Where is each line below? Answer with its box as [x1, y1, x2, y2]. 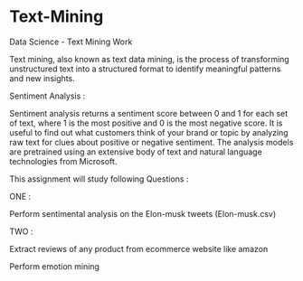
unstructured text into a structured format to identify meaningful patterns [9, 63, 281, 74]
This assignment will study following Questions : [9, 173, 189, 184]
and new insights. [9, 72, 75, 83]
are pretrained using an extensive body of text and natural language [9, 146, 262, 157]
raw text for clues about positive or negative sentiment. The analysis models [9, 136, 294, 147]
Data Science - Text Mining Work [9, 36, 133, 47]
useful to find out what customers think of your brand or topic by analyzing [9, 126, 289, 137]
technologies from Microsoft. [9, 155, 118, 166]
